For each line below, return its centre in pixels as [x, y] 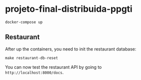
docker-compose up [24, 22]
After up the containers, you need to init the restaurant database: [71, 49]
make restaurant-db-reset [31, 58]
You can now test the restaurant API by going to [54, 67]
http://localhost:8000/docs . [34, 72]
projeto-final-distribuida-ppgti [69, 9]
